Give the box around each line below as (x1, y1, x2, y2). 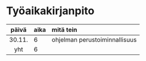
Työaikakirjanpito (6, 4, 95, 18)
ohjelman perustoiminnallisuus (51, 36, 137, 44)
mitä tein (51, 25, 77, 34)
